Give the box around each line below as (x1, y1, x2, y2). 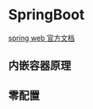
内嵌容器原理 (8, 59, 72, 73)
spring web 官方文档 (8, 33, 76, 42)
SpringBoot (8, 6, 85, 24)
